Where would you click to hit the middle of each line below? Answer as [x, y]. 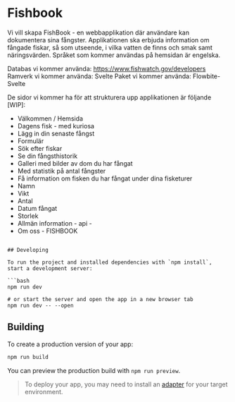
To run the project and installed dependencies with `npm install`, [110, 262]
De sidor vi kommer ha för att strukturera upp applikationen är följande [109, 97]
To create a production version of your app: [70, 344]
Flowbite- [206, 76]
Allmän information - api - [55, 223]
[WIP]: [17, 104]
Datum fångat [37, 208]
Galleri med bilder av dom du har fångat [75, 163]
